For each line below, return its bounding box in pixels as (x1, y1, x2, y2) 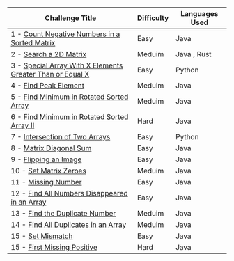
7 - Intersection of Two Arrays (10, 132, 111, 141)
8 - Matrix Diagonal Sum (10, 143, 92, 152)
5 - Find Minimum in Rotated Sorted (10, 92, 129, 102)
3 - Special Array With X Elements (10, 61, 123, 70)
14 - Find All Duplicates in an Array (10, 220, 127, 229)
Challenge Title (45, 13, 97, 23)
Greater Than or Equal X (10, 70, 90, 79)
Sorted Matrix (10, 38, 56, 47)
